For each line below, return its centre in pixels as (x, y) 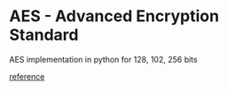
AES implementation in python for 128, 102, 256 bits (103, 59)
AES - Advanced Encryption (114, 16)
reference (27, 76)
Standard (44, 35)
